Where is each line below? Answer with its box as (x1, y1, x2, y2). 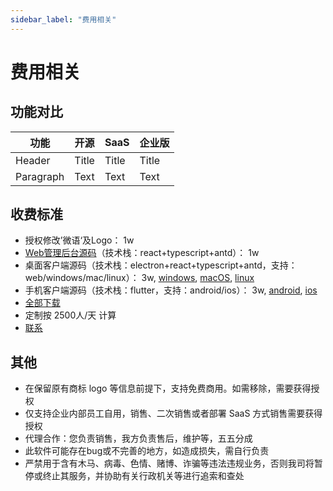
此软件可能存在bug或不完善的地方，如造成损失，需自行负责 (24, 445, 270, 457)
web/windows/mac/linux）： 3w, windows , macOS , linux (24, 272, 255, 284)
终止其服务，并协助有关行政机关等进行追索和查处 (42, 470, 245, 482)
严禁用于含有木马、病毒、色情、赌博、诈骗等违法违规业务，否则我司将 (24, 457, 315, 470)
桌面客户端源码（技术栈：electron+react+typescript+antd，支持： (24, 259, 298, 271)
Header (15, 153, 51, 167)
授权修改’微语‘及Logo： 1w (24, 234, 135, 246)
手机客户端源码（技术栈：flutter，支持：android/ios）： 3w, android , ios (24, 284, 318, 296)
